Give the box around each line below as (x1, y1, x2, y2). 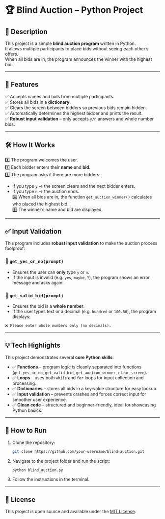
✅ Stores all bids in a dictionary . (5, 99, 71, 105)
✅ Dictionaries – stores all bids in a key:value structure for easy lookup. (12, 385, 158, 391)
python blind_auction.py (12, 468, 63, 473)
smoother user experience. (12, 397, 67, 402)
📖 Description (5, 27, 48, 36)
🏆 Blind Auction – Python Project (5, 4, 143, 16)
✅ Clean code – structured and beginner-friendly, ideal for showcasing (12, 401, 156, 408)
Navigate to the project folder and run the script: (12, 458, 110, 464)
